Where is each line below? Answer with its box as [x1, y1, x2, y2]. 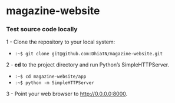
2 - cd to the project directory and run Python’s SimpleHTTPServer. [6, 61, 170, 68]
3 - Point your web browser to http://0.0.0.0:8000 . [6, 90, 128, 98]
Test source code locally [6, 25, 78, 34]
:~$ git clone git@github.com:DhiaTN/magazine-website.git [14, 51, 163, 57]
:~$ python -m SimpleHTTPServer [14, 80, 94, 86]
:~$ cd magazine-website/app [14, 74, 87, 80]
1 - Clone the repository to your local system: [6, 38, 115, 45]
